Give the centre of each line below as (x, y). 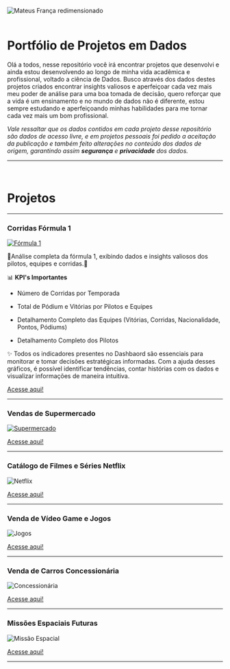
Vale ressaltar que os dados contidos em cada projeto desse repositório (109, 129)
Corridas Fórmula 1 (39, 228)
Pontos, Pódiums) (42, 327)
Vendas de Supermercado (51, 414)
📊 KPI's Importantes (37, 277)
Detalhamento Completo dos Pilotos (67, 340)
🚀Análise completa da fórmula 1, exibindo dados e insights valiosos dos (108, 257)
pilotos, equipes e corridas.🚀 (48, 263)
